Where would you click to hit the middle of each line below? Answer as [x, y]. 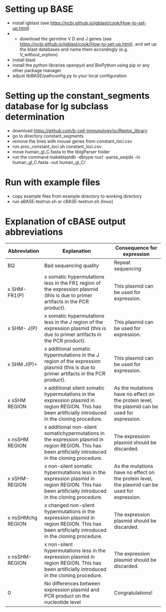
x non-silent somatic [68, 466]
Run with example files [53, 183]
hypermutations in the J [72, 355]
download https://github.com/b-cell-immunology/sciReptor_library [80, 131]
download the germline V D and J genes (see [66, 39]
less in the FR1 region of [73, 283]
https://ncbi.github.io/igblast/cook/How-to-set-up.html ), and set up [88, 44]
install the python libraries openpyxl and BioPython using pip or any [81, 65]
